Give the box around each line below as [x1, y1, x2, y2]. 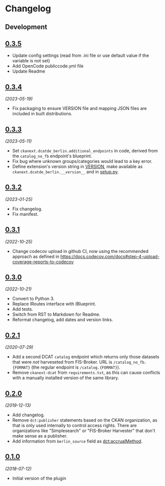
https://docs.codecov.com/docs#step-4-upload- [60, 253, 160, 259]
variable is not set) [12, 58, 50, 64]
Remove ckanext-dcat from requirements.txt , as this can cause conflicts [12, 370, 161, 376]
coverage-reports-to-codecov [12, 258, 74, 265]
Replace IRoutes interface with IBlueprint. [12, 301, 97, 307]
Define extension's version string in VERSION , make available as [12, 164, 143, 170]
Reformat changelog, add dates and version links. [12, 317, 113, 323]
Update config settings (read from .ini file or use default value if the [12, 52, 149, 58]
